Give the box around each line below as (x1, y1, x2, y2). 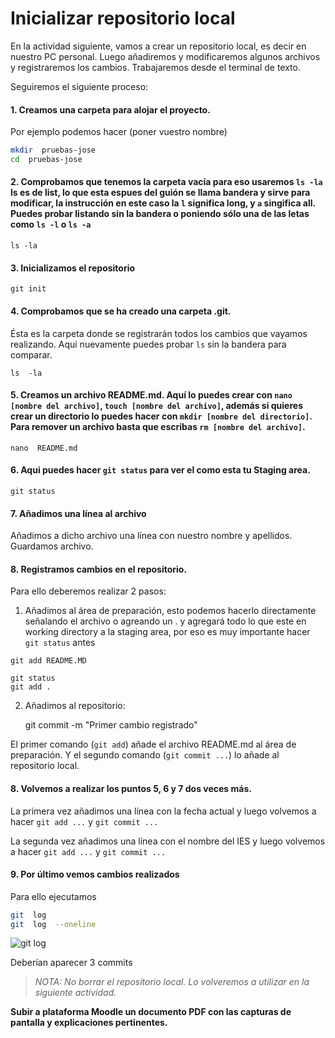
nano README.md (10, 443, 78, 453)
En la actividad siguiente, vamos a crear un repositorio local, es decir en (10, 40, 307, 52)
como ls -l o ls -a (10, 218, 92, 231)
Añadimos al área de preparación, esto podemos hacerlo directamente (24, 605, 317, 617)
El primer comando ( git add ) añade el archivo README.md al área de (10, 738, 297, 751)
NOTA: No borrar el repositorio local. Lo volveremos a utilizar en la (34, 976, 310, 988)
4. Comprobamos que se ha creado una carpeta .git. (10, 305, 232, 317)
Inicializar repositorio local (10, 7, 236, 30)
